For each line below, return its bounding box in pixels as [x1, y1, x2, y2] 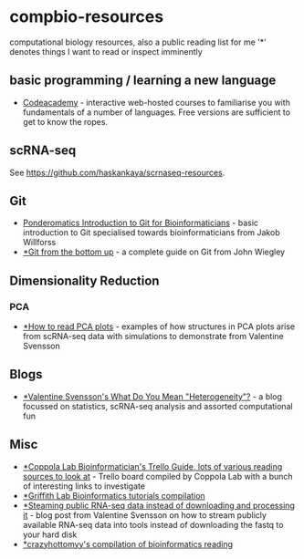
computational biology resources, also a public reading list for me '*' [9, 36, 267, 47]
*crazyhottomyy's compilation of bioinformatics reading [22, 538, 234, 549]
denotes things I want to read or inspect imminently [9, 46, 203, 57]
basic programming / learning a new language [9, 73, 277, 88]
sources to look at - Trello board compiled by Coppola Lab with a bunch [22, 471, 294, 481]
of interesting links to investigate [22, 481, 146, 492]
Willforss [22, 237, 57, 248]
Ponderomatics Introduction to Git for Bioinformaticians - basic [22, 217, 258, 229]
